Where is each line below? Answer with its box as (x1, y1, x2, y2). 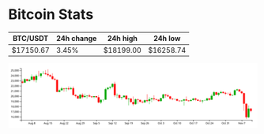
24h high (107, 34, 138, 43)
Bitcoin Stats (8, 6, 94, 24)
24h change (56, 34, 97, 43)
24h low (153, 34, 181, 43)
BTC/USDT (13, 34, 49, 43)
